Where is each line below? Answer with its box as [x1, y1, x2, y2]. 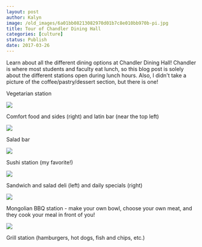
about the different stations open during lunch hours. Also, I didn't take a [6, 72, 187, 79]
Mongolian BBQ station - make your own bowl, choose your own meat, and [6, 204, 192, 211]
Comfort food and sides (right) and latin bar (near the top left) [6, 113, 159, 120]
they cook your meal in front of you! [6, 211, 95, 218]
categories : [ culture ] [6, 31, 63, 37]
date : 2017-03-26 [6, 43, 50, 49]
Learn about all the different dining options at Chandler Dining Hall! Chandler [6, 58, 197, 66]
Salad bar [6, 136, 30, 143]
